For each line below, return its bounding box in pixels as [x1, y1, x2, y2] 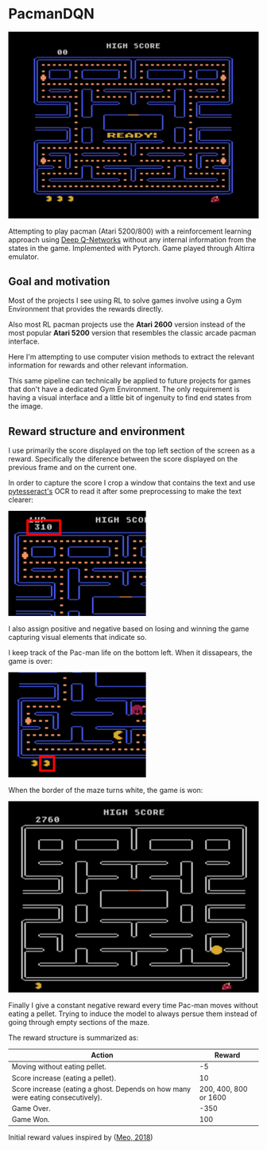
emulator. [8, 252, 40, 261]
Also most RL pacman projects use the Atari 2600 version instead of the [8, 320, 246, 329]
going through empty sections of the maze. [8, 1017, 150, 1026]
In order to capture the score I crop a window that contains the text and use [8, 478, 256, 488]
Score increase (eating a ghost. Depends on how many [11, 1084, 192, 1093]
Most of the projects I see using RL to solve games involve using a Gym [8, 296, 242, 305]
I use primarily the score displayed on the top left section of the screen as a [8, 445, 256, 455]
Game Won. [11, 1115, 50, 1124]
